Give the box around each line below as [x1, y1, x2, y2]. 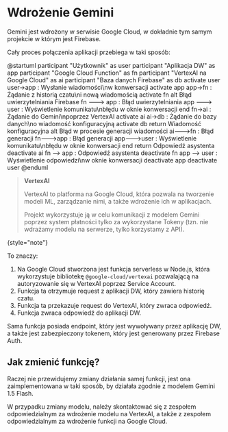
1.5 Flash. [7, 389, 34, 397]
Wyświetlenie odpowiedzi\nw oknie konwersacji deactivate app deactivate [7, 156, 218, 164]
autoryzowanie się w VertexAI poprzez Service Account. [16, 279, 177, 287]
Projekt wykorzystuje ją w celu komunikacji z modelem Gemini [23, 211, 200, 219]
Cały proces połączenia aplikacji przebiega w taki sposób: [7, 48, 171, 56]
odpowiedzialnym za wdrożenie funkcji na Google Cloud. [7, 417, 168, 425]
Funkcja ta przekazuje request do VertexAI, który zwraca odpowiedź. [16, 301, 212, 309]
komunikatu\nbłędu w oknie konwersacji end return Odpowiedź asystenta [7, 141, 215, 149]
